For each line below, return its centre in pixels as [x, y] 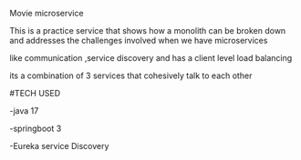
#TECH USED [35, 93]
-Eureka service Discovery [59, 146]
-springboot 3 [36, 128]
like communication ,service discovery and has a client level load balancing [151, 58]
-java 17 [24, 111]
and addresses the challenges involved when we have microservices [139, 40]
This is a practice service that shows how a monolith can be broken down [148, 30]
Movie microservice [47, 13]
